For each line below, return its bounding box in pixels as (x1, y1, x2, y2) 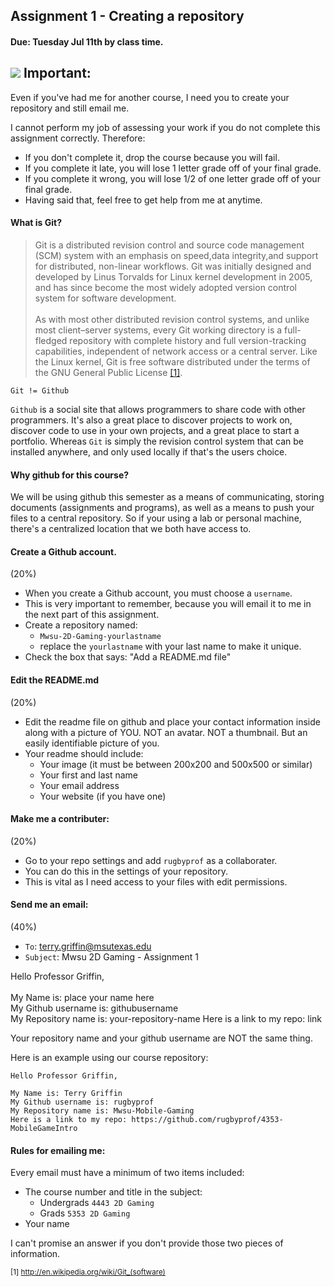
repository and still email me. (10, 102, 130, 114)
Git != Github (10, 386, 70, 396)
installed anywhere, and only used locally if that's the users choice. (10, 446, 288, 458)
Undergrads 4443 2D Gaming (39, 1197, 155, 1209)
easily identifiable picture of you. (24, 737, 160, 749)
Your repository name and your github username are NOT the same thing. (10, 1032, 313, 1044)
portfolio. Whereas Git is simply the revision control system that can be (10, 435, 304, 447)
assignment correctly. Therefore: (10, 132, 146, 144)
